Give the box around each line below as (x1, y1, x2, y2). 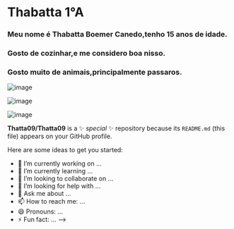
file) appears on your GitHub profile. (7, 132, 112, 141)
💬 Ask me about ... (17, 190, 71, 198)
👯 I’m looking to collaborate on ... (17, 174, 114, 183)
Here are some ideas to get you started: (7, 146, 124, 154)
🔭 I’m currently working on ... (17, 159, 102, 168)
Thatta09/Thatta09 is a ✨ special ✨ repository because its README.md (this (7, 124, 226, 132)
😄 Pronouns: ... (17, 207, 64, 216)
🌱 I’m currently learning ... (17, 167, 93, 175)
